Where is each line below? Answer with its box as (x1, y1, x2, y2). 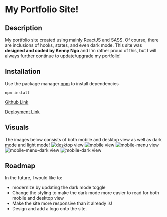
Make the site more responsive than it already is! (12, 200, 112, 206)
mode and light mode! (5, 142, 50, 148)
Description (5, 24, 42, 32)
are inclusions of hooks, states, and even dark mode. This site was (5, 42, 142, 48)
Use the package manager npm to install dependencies (5, 80, 119, 86)
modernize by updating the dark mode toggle (12, 184, 106, 191)
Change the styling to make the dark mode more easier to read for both (12, 190, 159, 196)
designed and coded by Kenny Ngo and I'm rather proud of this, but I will (5, 48, 156, 53)
